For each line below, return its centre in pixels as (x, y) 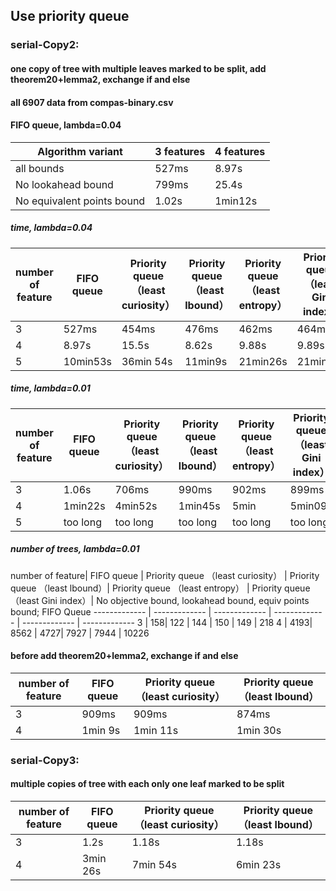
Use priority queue (70, 16)
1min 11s (156, 730)
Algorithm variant (80, 151)
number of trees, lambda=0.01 (75, 549)
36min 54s (147, 361)
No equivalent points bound (80, 201)
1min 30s (259, 730)
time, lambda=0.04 (51, 228)
